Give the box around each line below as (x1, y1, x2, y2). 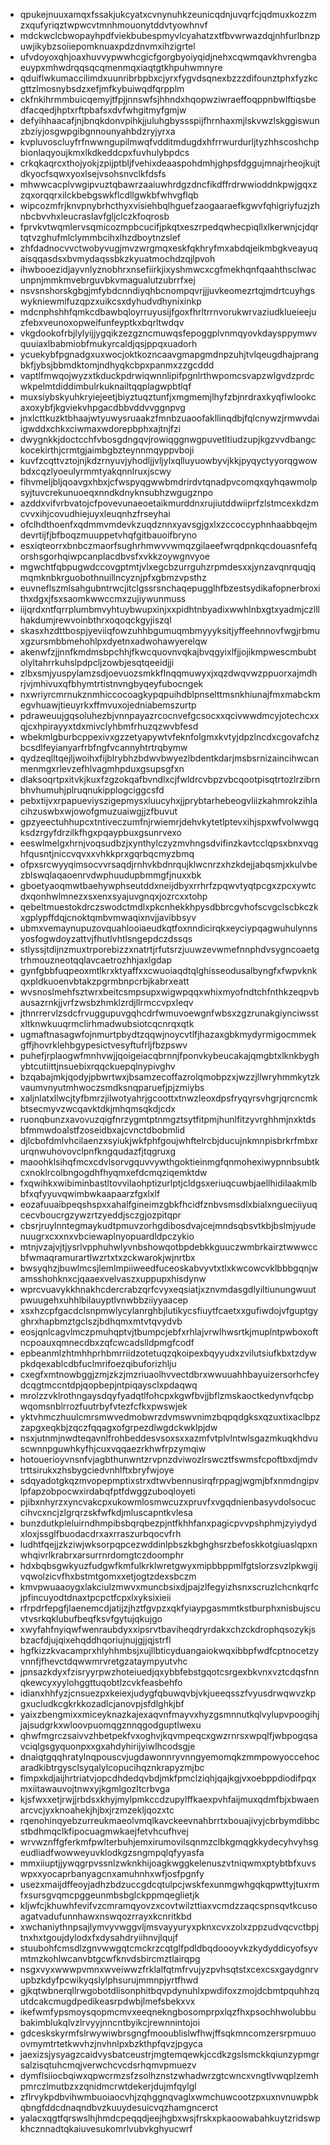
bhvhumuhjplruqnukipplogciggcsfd (19, 784, 165, 796)
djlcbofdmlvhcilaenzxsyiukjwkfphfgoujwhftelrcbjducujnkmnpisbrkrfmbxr (19, 1135, 319, 1146)
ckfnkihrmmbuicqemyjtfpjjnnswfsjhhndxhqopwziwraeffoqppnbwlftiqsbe (19, 94, 317, 105)
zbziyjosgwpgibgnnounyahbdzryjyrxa (19, 125, 176, 137)
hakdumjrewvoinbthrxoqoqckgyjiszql (19, 614, 172, 626)
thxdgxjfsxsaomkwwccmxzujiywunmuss (19, 593, 187, 604)
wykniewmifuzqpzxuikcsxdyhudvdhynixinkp (19, 295, 202, 307)
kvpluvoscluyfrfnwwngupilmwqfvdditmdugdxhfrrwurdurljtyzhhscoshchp (19, 136, 320, 148)
